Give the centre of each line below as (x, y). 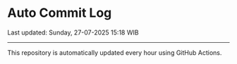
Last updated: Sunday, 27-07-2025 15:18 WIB (73, 32)
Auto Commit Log (60, 13)
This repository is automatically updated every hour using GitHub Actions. (115, 52)
